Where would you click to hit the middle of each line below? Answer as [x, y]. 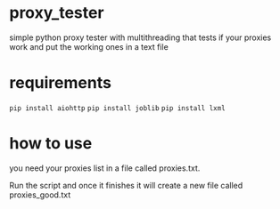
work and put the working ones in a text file [89, 46]
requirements [60, 83]
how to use [51, 144]
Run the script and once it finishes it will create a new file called [126, 185]
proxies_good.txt [40, 195]
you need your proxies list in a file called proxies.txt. [105, 168]
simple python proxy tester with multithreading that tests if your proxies [140, 37]
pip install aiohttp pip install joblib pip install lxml [117, 108]
